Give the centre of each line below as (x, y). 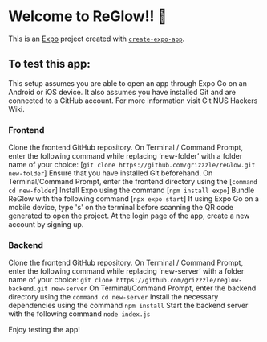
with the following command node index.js (79, 314)
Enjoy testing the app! (44, 330)
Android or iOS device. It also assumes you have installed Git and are (122, 92)
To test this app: (49, 64)
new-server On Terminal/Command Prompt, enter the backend (154, 288)
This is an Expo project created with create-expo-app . (97, 39)
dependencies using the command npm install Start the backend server (128, 306)
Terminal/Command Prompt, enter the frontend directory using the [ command (133, 182)
